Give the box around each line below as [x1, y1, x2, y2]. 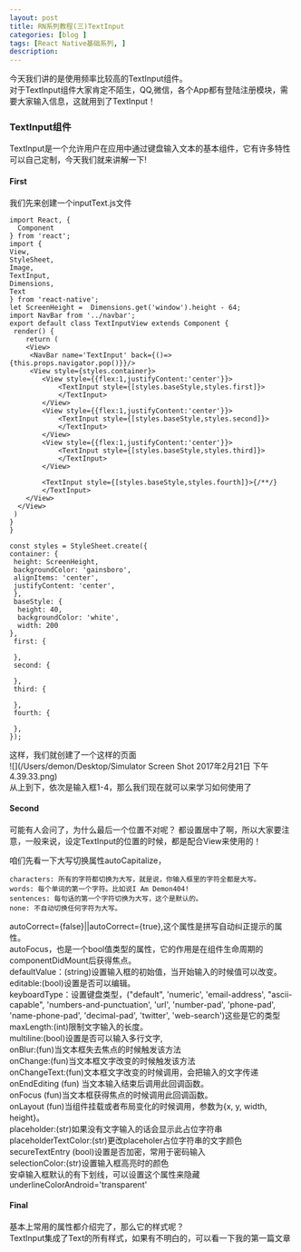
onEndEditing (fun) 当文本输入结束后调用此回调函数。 [9, 1078, 209, 1088]
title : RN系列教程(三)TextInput [9, 22, 125, 31]
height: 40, [17, 605, 63, 614]
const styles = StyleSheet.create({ [9, 542, 148, 551]
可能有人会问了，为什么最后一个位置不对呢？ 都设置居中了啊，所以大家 [9, 824, 274, 835]
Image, [9, 263, 34, 273]
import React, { [9, 215, 71, 224]
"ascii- [267, 989, 293, 999]
